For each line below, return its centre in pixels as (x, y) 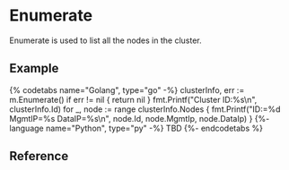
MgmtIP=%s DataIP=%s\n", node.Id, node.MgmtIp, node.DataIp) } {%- (140, 118)
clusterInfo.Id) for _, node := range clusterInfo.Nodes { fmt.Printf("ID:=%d (145, 109)
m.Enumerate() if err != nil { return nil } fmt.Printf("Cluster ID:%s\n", (133, 99)
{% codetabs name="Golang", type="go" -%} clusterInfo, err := (127, 89)
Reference (39, 156)
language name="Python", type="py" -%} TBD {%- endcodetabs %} (136, 128)
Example (34, 68)
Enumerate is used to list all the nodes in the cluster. (105, 40)
